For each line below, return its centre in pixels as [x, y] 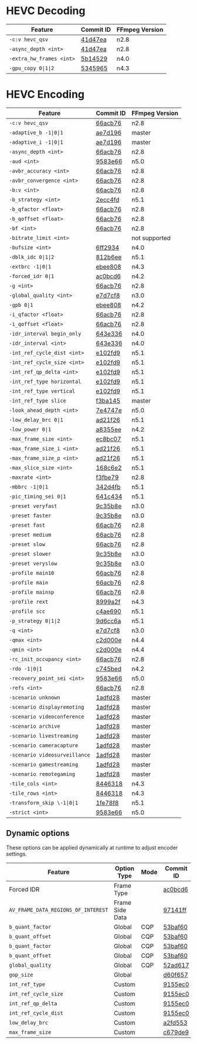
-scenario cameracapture [44, 745]
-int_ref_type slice [38, 401]
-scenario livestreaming [44, 736]
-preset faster [30, 516]
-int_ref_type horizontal [45, 381]
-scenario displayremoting [47, 707]
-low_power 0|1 [30, 429]
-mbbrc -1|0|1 [29, 487]
